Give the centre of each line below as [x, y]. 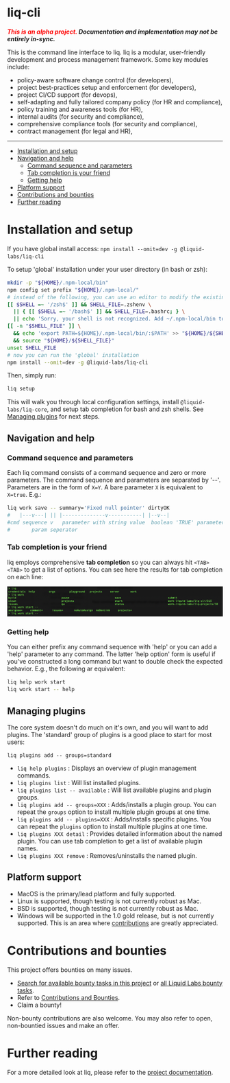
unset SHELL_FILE [32, 348]
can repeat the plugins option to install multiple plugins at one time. [112, 826]
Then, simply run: [32, 375]
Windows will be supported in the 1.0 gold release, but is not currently [115, 916]
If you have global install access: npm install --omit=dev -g [92, 248]
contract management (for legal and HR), [75, 131]
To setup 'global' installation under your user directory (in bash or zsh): [107, 269]
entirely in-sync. [31, 38]
